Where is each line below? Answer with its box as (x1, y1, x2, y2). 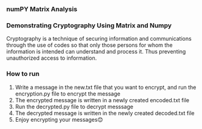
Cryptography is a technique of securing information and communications (6, 35, 192, 43)
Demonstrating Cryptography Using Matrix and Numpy (6, 21, 172, 29)
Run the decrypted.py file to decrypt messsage (15, 103, 134, 110)
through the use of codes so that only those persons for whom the (6, 41, 173, 49)
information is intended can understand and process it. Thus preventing (6, 48, 186, 55)
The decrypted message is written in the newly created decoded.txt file (15, 109, 195, 117)
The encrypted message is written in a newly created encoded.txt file (15, 96, 190, 103)
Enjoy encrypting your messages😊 (15, 116, 103, 123)
